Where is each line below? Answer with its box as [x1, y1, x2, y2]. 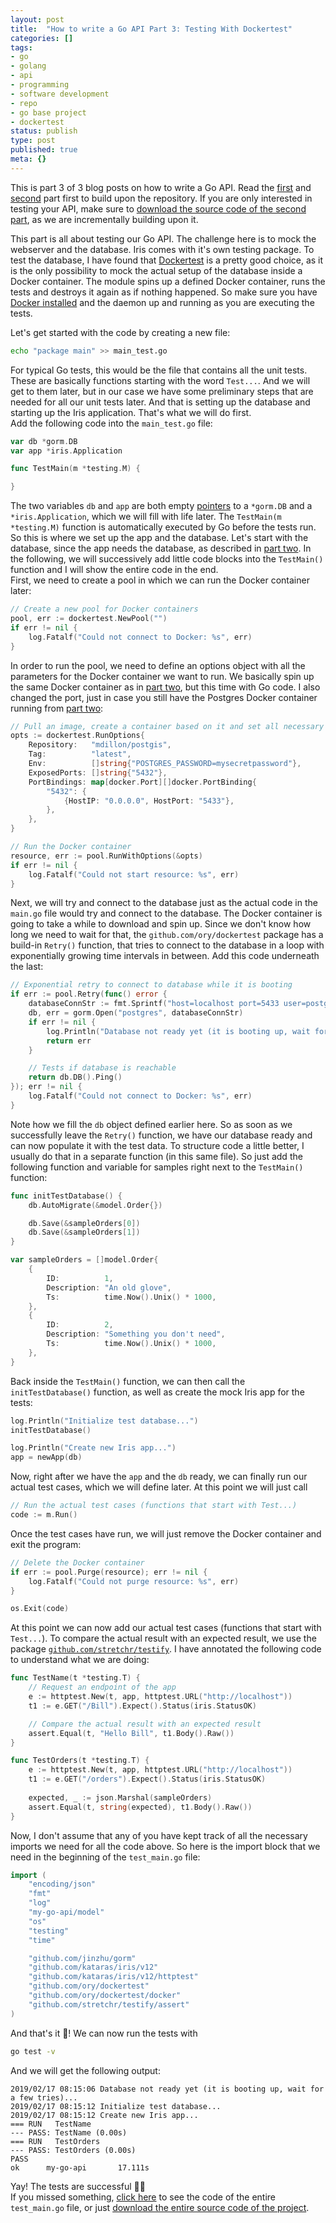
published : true [10, 145, 78, 155]
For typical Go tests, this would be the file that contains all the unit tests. [10, 364, 308, 376]
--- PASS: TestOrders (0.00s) [10, 2145, 137, 2155]
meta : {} [10, 154, 47, 164]
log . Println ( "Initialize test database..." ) [10, 1416, 199, 1426]
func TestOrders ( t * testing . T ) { [10, 1756, 150, 1766]
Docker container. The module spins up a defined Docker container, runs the [10, 275, 326, 287]
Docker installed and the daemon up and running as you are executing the [10, 296, 315, 308]
